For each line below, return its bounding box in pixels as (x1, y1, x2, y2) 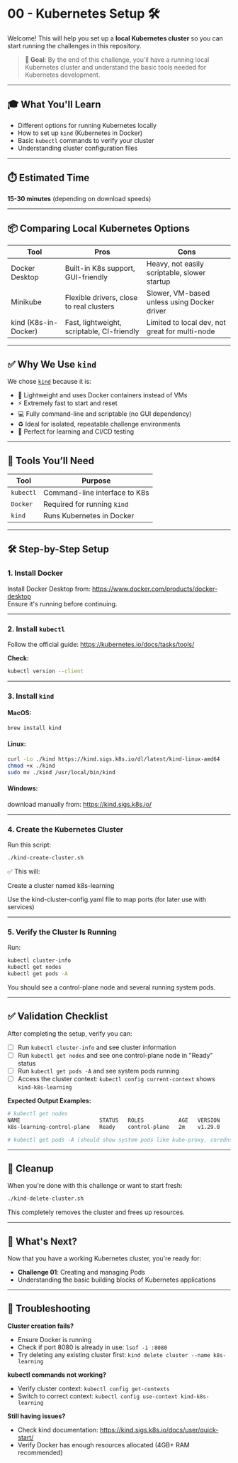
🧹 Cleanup (7, 1162, 55, 1174)
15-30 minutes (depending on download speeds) (7, 194, 152, 203)
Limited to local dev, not (146, 318, 227, 328)
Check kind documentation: (17, 1425, 99, 1434)
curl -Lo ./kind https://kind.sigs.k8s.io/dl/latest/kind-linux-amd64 (7, 756, 220, 763)
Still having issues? (7, 1412, 66, 1420)
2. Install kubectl (7, 623, 65, 633)
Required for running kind (43, 499, 129, 509)
